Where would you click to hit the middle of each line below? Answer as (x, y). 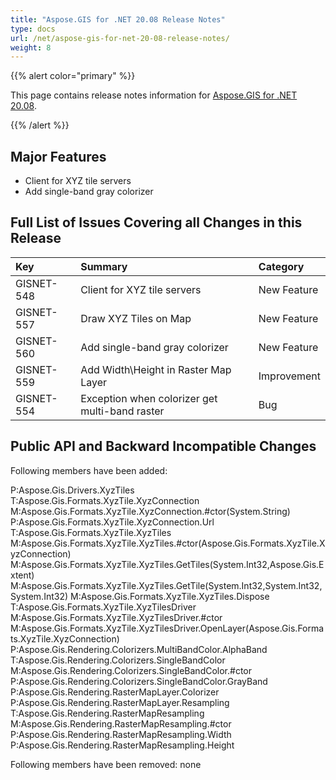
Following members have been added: (89, 470)
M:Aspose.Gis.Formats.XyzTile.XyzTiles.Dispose (169, 596)
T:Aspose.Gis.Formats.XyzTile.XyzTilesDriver (103, 607)
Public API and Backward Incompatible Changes (163, 446)
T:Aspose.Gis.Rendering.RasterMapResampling (107, 713)
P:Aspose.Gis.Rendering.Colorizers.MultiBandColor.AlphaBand (139, 649)
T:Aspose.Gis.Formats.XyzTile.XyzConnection (105, 500)
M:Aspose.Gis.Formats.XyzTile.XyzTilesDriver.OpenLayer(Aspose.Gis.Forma (167, 628)
